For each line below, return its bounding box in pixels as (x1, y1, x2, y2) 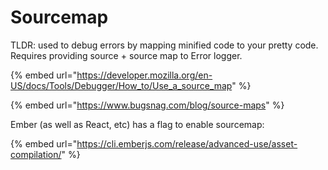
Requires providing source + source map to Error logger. (10, 49, 243, 61)
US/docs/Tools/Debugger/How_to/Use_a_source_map (10, 79, 233, 91)
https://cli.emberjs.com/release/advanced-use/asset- (76, 137, 298, 150)
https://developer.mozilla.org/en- (76, 69, 213, 81)
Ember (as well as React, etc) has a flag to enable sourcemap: (10, 118, 265, 130)
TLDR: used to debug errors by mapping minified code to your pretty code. (10, 39, 319, 51)
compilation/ (10, 148, 62, 160)
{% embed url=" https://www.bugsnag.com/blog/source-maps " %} (10, 99, 285, 111)
